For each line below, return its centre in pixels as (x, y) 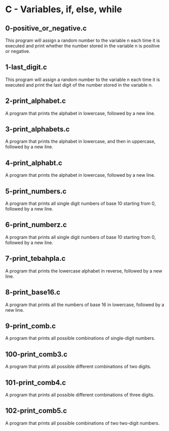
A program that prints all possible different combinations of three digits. (80, 395)
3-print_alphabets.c (38, 129)
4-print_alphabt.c (34, 163)
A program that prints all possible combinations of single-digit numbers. (80, 338)
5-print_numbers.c (36, 191)
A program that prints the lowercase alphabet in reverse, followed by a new (84, 271)
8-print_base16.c (33, 292)
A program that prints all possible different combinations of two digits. (78, 367)
